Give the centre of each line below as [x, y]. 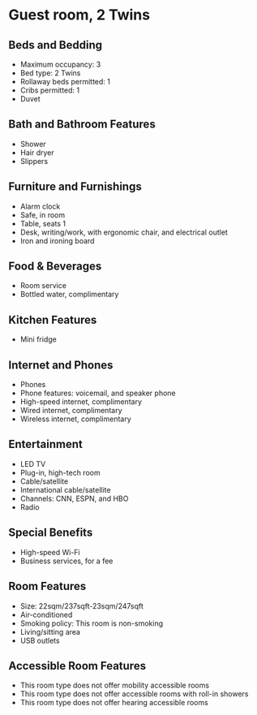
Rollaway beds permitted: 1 [65, 82]
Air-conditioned [46, 614]
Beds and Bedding [56, 45]
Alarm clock [40, 206]
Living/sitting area [50, 631]
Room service [43, 286]
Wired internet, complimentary [71, 411]
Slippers [34, 161]
